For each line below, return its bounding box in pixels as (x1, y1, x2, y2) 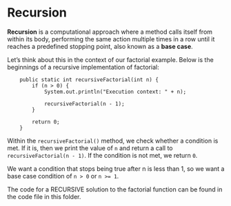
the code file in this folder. (7, 192, 81, 200)
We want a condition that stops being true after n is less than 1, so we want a (7, 164, 225, 173)
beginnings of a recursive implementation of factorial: (7, 63, 160, 71)
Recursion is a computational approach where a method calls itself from (7, 28, 212, 36)
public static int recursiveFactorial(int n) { (19, 76, 159, 83)
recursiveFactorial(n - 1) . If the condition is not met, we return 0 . (7, 151, 198, 159)
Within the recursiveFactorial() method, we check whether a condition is (7, 136, 219, 145)
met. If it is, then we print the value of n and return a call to (7, 143, 173, 152)
